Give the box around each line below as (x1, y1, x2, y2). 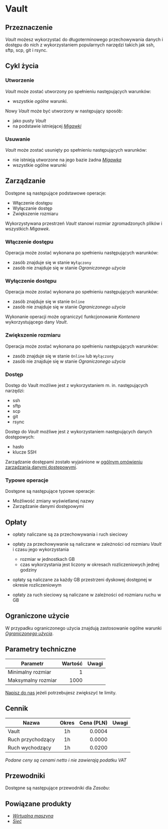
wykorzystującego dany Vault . (5, 319, 68, 325)
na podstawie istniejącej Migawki (12, 123, 81, 129)
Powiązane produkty (5, 799, 71, 808)
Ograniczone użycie (5, 612, 69, 620)
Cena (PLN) (79, 719, 108, 726)
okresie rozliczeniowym (12, 582, 62, 588)
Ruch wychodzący (8, 744, 52, 751)
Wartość (61, 660, 83, 667)
